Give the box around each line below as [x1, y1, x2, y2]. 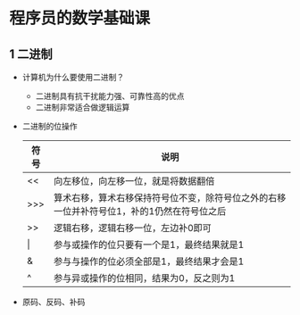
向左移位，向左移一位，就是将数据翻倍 [53, 175, 215, 187]
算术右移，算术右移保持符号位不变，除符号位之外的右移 [53, 192, 287, 203]
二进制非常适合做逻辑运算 [35, 102, 130, 112]
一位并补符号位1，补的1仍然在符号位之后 [53, 205, 227, 217]
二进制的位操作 [21, 121, 78, 131]
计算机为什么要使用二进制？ [21, 72, 125, 82]
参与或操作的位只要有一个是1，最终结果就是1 [53, 238, 245, 251]
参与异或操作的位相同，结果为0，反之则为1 [53, 272, 236, 284]
